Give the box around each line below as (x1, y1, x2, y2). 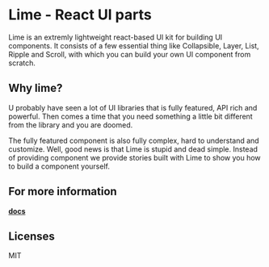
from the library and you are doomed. (8, 119, 133, 130)
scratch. (8, 58, 36, 68)
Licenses (8, 229, 55, 243)
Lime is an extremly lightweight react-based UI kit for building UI (8, 32, 223, 42)
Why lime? (8, 81, 63, 95)
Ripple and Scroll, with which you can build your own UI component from (8, 49, 251, 59)
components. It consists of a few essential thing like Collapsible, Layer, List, (8, 40, 260, 50)
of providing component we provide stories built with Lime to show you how (8, 152, 261, 162)
